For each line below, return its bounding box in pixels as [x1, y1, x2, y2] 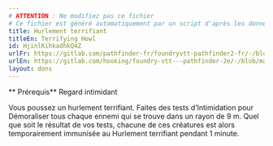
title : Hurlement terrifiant [8, 27, 107, 35]
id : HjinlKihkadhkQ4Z [8, 42, 82, 50]
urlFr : [8, 49, 31, 58]
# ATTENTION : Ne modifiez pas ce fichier [8, 11, 154, 20]
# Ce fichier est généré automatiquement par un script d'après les [8, 19, 245, 28]
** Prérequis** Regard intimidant [8, 87, 118, 97]
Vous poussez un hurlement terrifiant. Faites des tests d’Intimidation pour [8, 102, 254, 112]
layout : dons [8, 65, 53, 73]
